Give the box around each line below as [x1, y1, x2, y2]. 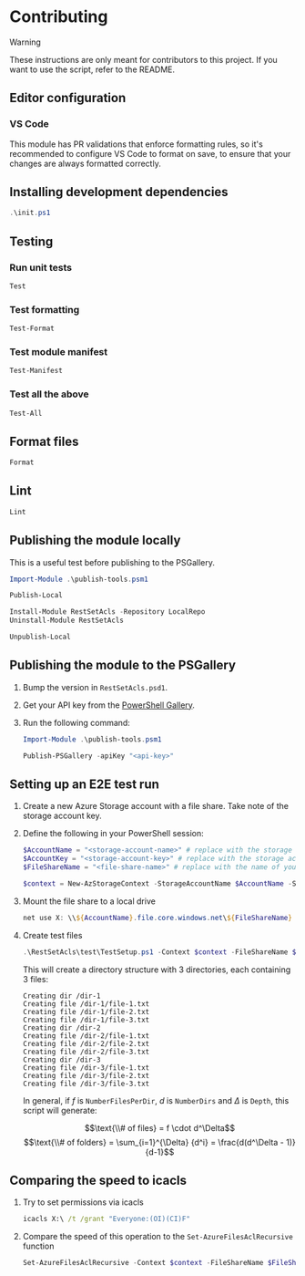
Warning [9, 36, 41, 47]
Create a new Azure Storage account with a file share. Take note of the [22, 801, 290, 812]
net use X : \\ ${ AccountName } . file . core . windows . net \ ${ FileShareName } [22, 913, 293, 922]
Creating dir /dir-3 [22, 1055, 101, 1064]
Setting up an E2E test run [9, 776, 159, 792]
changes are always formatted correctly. [9, 158, 161, 169]
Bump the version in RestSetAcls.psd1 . [22, 681, 168, 692]
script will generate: [22, 1105, 97, 1115]
